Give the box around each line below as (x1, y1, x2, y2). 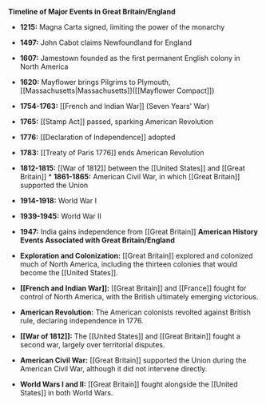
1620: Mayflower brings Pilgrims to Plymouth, (19, 78, 171, 86)
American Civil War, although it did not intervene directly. (19, 364, 208, 373)
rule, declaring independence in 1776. (19, 316, 144, 325)
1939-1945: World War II (19, 211, 102, 221)
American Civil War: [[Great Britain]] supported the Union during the (19, 355, 247, 365)
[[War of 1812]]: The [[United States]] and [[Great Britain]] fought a (19, 331, 241, 341)
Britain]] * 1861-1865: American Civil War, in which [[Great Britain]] (19, 172, 240, 181)
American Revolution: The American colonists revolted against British (19, 307, 252, 317)
